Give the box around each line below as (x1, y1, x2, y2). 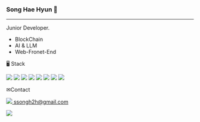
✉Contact (6, 86, 30, 94)
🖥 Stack (6, 60, 26, 68)
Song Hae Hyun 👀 (6, 5, 58, 14)
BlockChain (14, 36, 43, 43)
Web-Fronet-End (14, 49, 57, 56)
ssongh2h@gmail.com (13, 98, 68, 105)
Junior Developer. (6, 24, 50, 31)
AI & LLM (14, 42, 37, 49)
